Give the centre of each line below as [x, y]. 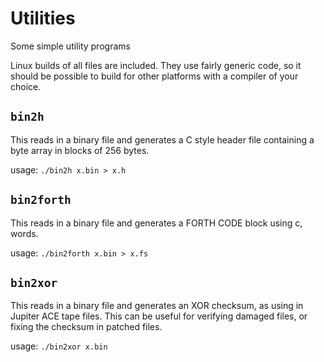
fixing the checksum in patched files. [86, 327]
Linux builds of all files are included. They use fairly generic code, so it [156, 65]
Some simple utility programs [70, 46]
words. [24, 233]
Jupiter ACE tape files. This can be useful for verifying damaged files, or [159, 316]
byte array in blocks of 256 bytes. [80, 150]
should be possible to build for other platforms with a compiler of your [154, 76]
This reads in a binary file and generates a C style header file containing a [162, 139]
